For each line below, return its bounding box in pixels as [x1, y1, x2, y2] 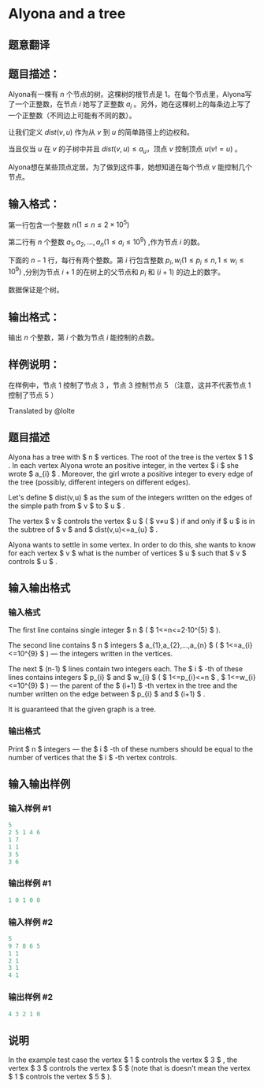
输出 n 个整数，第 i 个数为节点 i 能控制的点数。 [8, 332, 159, 342]
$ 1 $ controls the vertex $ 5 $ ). [8, 1072, 113, 1082]
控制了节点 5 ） [8, 390, 58, 399]
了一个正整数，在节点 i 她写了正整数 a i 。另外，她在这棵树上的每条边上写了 [8, 99, 251, 111]
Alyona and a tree [8, 5, 126, 23]
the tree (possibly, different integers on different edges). [8, 477, 191, 487]
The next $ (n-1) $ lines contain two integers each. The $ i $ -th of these [8, 664, 243, 674]
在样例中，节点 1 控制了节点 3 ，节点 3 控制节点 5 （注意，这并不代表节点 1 [8, 380, 251, 390]
